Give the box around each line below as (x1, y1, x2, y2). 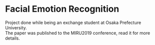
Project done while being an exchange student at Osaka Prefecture (5, 20, 142, 25)
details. (5, 35, 20, 41)
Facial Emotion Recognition (5, 3, 119, 15)
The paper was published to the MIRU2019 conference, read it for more (5, 30, 151, 36)
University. (5, 24, 27, 30)
